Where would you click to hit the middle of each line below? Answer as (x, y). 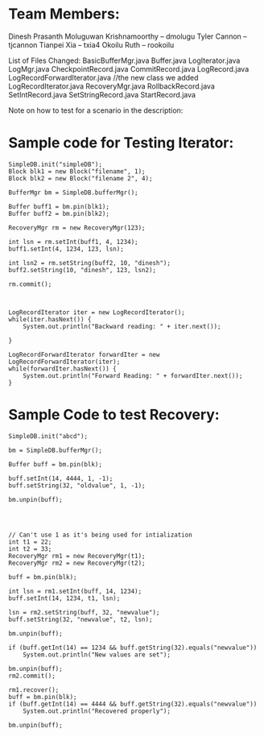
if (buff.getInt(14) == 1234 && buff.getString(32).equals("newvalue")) (133, 648)
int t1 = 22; (30, 542)
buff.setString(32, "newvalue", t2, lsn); (80, 619)
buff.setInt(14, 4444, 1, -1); (61, 478)
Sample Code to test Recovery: (114, 415)
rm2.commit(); (32, 676)
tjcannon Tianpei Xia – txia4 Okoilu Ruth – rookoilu (91, 44)
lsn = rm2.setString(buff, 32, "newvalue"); (84, 612)
